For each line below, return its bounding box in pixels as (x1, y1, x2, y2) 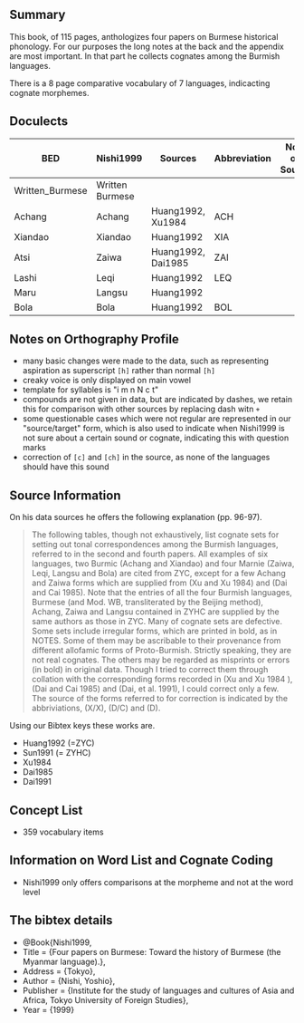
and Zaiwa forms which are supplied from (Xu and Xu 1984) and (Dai (31, 577, 288, 588)
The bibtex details (9, 912, 113, 928)
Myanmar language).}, (22, 956, 106, 967)
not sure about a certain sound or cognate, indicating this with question (22, 432, 290, 443)
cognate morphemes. (9, 87, 90, 98)
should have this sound (22, 461, 110, 472)
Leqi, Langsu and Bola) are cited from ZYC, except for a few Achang (31, 568, 287, 579)
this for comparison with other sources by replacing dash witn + (22, 403, 261, 415)
